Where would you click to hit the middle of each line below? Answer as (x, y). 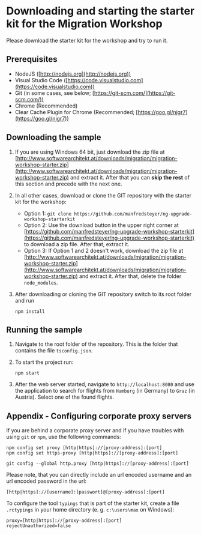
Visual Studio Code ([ (41, 80)
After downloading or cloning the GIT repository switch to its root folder (103, 294)
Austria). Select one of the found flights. (64, 397)
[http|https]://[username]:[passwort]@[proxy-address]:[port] (85, 492)
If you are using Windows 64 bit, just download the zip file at (90, 152)
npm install (30, 311)
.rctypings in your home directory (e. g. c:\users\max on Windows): (90, 510)
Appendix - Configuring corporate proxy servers (99, 416)
